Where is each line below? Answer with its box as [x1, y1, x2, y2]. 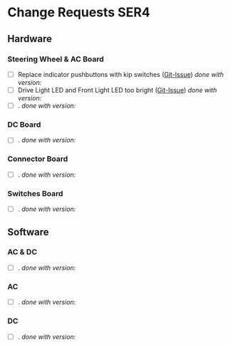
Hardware [7, 33, 52, 45]
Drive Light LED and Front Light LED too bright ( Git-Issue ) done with [17, 86, 217, 94]
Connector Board [7, 154, 68, 164]
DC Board [7, 119, 41, 129]
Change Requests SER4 [7, 4, 151, 21]
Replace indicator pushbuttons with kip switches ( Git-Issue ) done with [17, 70, 224, 78]
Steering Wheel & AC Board [7, 54, 105, 64]
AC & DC [7, 247, 38, 257]
